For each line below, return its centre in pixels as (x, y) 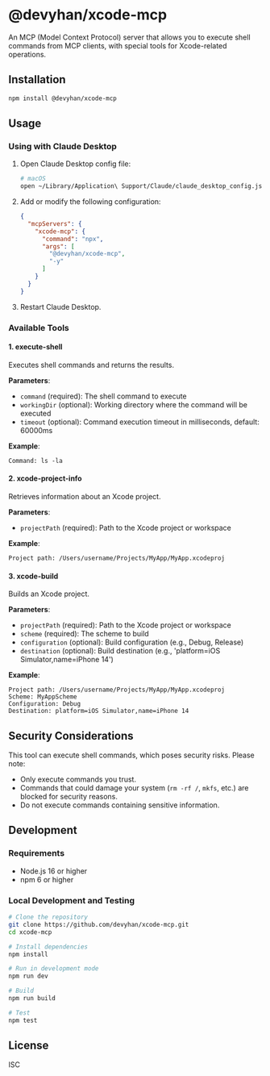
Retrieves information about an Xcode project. (85, 497)
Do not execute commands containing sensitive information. (120, 805)
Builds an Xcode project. (49, 594)
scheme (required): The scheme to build (84, 634)
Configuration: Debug (45, 704)
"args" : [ (58, 246)
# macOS (33, 179)
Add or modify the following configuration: (90, 202)
